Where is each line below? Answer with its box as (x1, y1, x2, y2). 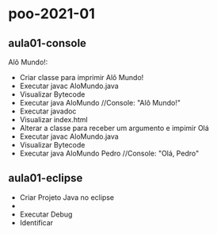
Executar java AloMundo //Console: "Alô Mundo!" (19, 98, 181, 107)
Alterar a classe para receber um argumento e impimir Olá (19, 124, 210, 132)
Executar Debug (19, 209, 73, 219)
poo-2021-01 (8, 5, 95, 23)
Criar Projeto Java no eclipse (19, 192, 115, 202)
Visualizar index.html (19, 115, 89, 124)
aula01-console (8, 36, 87, 50)
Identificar (19, 217, 54, 227)
